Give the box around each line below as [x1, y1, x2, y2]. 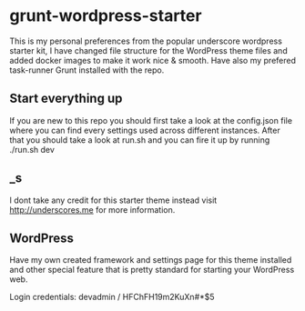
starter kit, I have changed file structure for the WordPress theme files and [9, 45, 289, 55]
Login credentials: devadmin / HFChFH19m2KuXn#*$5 [9, 292, 216, 303]
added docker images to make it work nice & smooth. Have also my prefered [9, 55, 297, 65]
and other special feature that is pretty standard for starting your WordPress [9, 265, 295, 276]
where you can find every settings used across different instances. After [9, 125, 280, 135]
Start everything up [9, 91, 123, 106]
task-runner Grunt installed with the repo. [9, 65, 165, 75]
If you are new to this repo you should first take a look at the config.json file [9, 115, 293, 125]
